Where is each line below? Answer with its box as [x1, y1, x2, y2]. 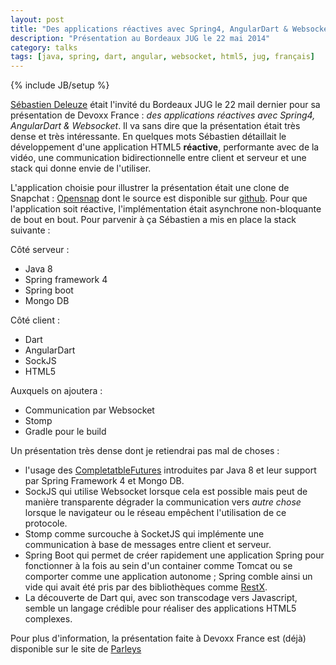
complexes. [24, 613, 73, 625]
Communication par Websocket [24, 404, 155, 416]
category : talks [10, 42, 78, 53]
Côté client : [10, 314, 60, 326]
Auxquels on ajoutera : [10, 385, 103, 397]
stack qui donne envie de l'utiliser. [10, 162, 152, 175]
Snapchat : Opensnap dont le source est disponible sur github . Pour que [10, 192, 308, 205]
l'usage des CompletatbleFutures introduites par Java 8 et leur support [24, 464, 317, 476]
